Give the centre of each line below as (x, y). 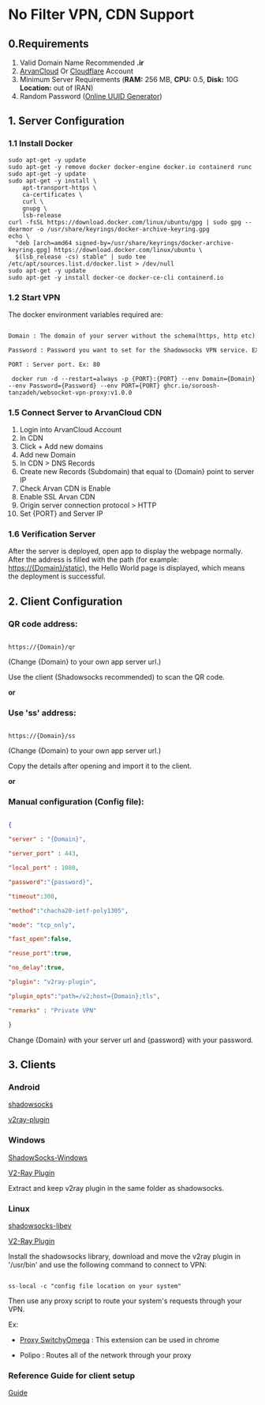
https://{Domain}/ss (42, 736)
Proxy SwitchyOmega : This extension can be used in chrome (119, 1339)
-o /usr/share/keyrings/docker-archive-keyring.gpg (123, 229)
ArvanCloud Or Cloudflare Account (77, 71)
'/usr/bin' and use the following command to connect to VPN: (108, 1264)
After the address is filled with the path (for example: (94, 559)
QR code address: (43, 623)
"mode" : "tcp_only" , (42, 925)
